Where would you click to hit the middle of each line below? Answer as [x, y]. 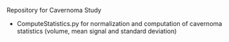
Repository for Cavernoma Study [54, 10]
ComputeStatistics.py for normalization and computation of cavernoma [119, 23]
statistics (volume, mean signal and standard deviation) [97, 31]
